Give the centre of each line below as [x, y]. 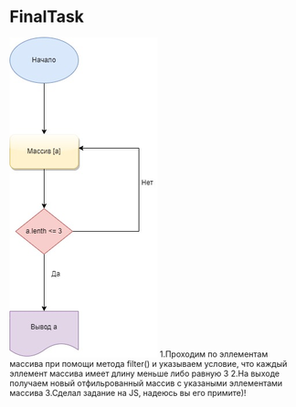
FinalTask [47, 17]
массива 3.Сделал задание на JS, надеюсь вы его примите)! [128, 392]
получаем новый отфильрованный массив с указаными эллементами [146, 383]
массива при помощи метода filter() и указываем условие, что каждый [148, 363]
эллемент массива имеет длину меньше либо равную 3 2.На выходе [145, 373]
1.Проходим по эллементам [214, 354]
